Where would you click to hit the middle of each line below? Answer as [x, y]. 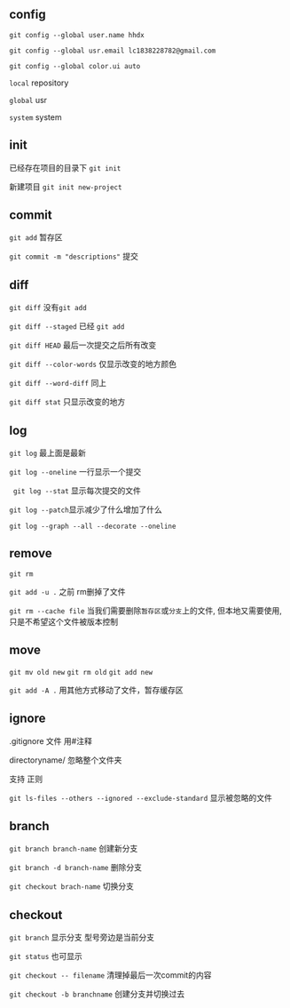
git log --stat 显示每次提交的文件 [77, 491]
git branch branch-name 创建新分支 [74, 849]
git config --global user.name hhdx [77, 35]
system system [35, 117]
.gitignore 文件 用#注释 [51, 740]
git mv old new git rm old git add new [81, 672]
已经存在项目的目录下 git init [65, 167]
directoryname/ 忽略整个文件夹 [66, 760]
